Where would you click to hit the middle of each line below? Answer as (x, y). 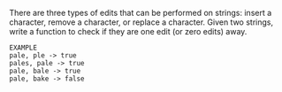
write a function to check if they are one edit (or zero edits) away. (128, 31)
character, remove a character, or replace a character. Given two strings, (141, 22)
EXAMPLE (23, 48)
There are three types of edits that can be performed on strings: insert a (141, 13)
